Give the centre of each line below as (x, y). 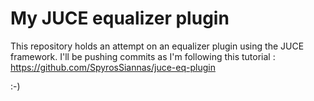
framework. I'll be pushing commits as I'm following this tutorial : (143, 56)
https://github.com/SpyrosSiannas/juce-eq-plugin (113, 67)
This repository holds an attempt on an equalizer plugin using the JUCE (157, 46)
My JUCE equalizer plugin (120, 18)
